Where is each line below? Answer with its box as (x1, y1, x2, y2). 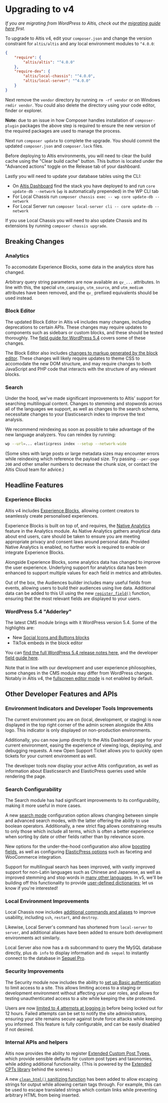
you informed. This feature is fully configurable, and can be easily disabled (5, 1021, 160, 1027)
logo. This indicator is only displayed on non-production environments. (5, 727, 151, 733)
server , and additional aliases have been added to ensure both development (5, 930, 163, 936)
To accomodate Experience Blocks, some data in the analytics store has (5, 264, 154, 270)
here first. (5, 25, 26, 31)
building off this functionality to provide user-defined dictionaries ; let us (5, 879, 154, 885)
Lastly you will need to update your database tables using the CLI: (5, 173, 141, 179)
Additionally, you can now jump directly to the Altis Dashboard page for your (5, 737, 163, 743)
